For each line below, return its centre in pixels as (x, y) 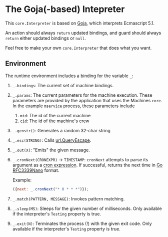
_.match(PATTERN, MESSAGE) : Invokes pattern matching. (68, 198)
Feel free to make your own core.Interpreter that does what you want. (78, 48)
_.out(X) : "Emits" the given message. (51, 150)
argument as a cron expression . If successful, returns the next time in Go (87, 165)
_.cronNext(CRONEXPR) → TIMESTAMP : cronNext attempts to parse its (80, 159)
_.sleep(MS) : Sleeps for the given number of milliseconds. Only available (87, 208)
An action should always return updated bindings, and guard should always (83, 33)
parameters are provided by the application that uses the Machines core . (87, 100)
